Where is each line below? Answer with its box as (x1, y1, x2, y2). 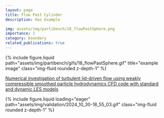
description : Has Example (5, 17, 60, 22)
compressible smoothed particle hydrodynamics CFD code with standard (5, 80, 159, 87)
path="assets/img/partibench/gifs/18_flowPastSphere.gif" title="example (5, 60, 158, 66)
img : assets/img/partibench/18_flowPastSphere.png (5, 26, 115, 31)
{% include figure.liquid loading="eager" (5, 96, 91, 102)
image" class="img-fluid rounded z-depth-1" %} (5, 65, 107, 72)
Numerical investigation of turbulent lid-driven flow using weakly (5, 75, 141, 81)
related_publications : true (5, 40, 65, 46)
